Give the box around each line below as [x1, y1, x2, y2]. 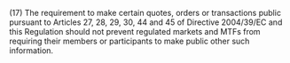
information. [9, 45, 54, 56]
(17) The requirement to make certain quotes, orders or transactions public [9, 8, 282, 18]
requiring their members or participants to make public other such [9, 35, 250, 46]
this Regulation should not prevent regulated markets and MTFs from [9, 27, 261, 36]
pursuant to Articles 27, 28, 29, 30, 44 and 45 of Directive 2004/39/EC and [9, 17, 283, 28]
